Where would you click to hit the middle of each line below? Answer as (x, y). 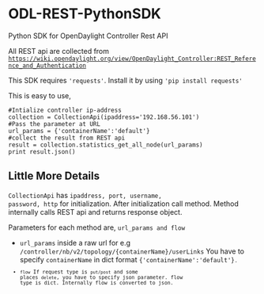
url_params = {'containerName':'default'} (79, 131)
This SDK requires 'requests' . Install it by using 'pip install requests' (126, 80)
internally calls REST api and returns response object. (95, 212)
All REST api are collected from (58, 51)
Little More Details (54, 176)
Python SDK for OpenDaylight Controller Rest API (88, 36)
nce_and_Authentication (47, 65)
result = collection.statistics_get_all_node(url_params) (106, 145)
